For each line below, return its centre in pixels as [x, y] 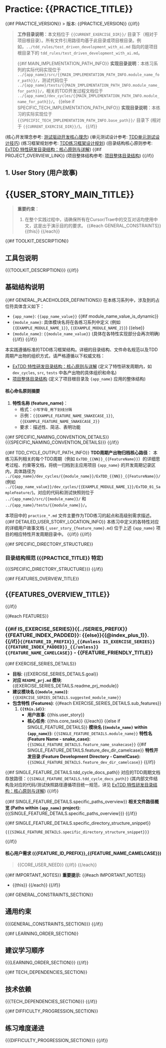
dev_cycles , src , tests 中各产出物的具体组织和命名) [64, 373]
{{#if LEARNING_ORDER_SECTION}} [42, 933]
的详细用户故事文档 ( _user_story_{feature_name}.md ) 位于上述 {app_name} [80, 528]
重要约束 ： [28, 209]
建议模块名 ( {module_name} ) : [40, 691]
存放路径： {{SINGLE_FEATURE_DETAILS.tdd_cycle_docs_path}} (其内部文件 [79, 779]
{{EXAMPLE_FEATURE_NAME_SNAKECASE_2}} [60, 422]
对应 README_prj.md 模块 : [37, 680]
